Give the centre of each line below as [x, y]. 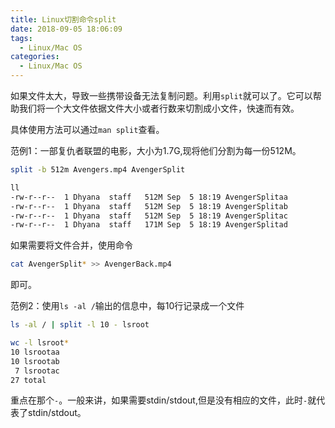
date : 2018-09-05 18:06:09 [66, 29]
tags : [21, 38]
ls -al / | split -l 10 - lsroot [80, 325]
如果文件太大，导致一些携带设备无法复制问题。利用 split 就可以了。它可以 [161, 95]
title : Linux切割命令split [63, 19]
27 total [28, 380]
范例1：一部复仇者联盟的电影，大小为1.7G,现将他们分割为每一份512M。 [156, 150]
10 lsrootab [35, 361]
